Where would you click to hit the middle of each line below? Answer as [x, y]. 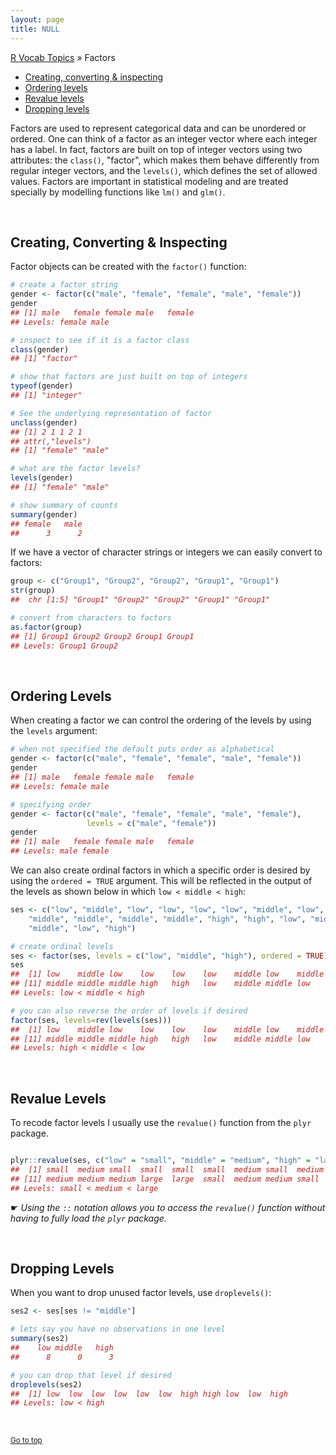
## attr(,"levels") [51, 441]
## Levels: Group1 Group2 [64, 646]
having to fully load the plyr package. [88, 1218]
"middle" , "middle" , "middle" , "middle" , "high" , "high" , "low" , [167, 919]
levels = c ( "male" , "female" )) [151, 823]
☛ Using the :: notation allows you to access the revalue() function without [168, 1207]
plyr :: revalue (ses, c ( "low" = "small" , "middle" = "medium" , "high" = [160, 1161]
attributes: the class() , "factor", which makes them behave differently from [165, 160]
